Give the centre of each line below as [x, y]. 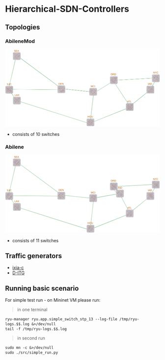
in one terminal [32, 309]
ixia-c [18, 268]
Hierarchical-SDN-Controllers [67, 9]
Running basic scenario [42, 288]
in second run [31, 338]
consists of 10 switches [36, 134]
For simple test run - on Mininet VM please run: [53, 300]
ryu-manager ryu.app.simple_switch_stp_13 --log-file [61, 319]
